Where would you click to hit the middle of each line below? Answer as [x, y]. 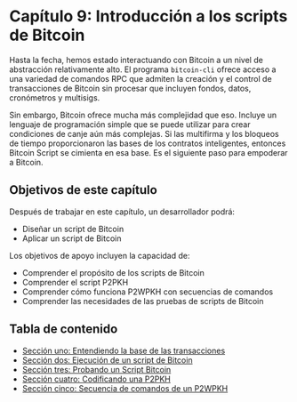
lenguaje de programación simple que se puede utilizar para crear [130, 124]
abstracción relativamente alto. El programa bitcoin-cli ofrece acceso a [143, 69]
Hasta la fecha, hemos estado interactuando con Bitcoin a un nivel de [136, 60]
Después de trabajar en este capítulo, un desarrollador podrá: [122, 212]
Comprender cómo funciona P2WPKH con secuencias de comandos [148, 292]
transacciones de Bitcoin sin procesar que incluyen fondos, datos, [130, 88]
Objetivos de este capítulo [83, 190]
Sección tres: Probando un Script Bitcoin [96, 369]
